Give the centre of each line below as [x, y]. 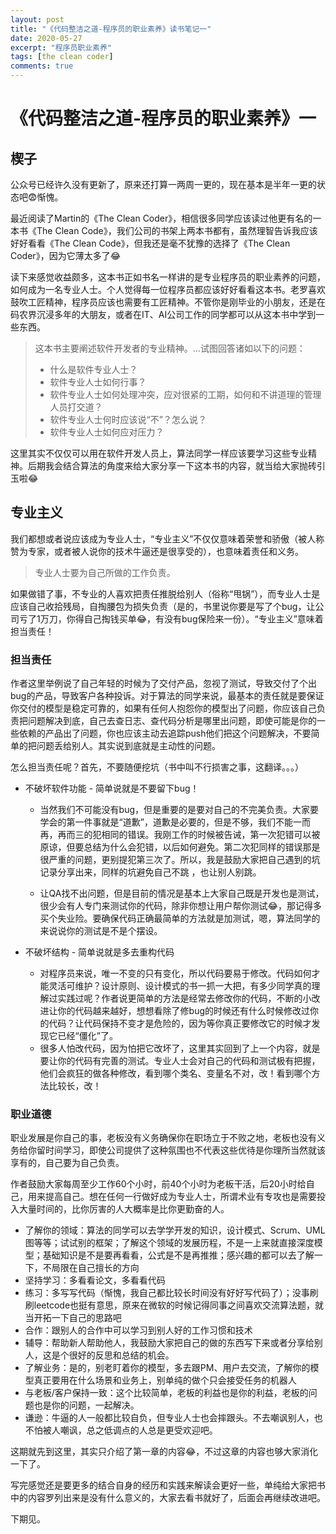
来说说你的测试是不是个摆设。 [101, 931]
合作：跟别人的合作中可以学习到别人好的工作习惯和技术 [138, 1330]
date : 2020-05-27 [46, 38]
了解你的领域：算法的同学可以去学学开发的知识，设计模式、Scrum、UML [175, 1230]
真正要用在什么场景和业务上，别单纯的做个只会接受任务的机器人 [165, 1380]
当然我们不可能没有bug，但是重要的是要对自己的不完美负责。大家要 [179, 810]
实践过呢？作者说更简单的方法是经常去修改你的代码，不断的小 [184, 998]
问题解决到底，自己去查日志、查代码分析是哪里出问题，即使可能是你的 [172, 721]
